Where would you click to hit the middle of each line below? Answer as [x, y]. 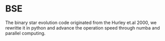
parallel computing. [25, 33]
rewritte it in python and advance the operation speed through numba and [82, 27]
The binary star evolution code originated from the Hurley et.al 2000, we [81, 22]
